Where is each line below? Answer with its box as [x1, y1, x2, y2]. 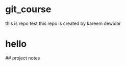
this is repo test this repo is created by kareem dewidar [5, 20, 121, 26]
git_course [5, 4, 52, 15]
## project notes [5, 55, 40, 61]
